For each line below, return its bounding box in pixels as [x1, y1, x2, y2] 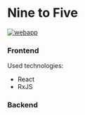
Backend [7, 100, 39, 110]
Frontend [7, 46, 39, 55]
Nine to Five [7, 5, 79, 21]
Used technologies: [7, 62, 64, 70]
